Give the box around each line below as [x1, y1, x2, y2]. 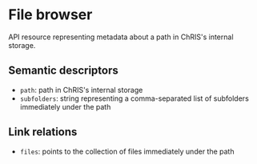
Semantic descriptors [8, 64, 118, 78]
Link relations [8, 126, 78, 139]
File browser [8, 6, 93, 24]
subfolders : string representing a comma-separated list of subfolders [19, 94, 250, 103]
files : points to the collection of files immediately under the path [19, 146, 235, 156]
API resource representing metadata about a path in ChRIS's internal [8, 32, 234, 42]
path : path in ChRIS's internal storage [19, 85, 143, 94]
